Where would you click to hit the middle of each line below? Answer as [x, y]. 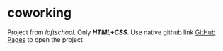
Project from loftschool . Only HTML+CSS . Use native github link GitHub [111, 32]
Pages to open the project [45, 39]
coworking [40, 13]
